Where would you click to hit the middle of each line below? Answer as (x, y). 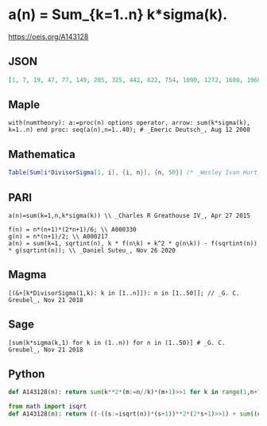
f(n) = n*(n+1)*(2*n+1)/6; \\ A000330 (72, 229)
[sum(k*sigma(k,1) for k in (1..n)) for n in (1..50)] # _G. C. (117, 343)
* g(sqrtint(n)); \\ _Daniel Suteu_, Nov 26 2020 (92, 250)
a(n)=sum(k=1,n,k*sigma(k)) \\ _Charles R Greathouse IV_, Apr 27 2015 (129, 215)
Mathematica (42, 154)
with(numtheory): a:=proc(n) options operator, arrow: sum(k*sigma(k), (129, 123)
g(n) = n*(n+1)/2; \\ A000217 (58, 236)
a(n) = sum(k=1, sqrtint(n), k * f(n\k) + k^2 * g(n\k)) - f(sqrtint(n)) (133, 243)
